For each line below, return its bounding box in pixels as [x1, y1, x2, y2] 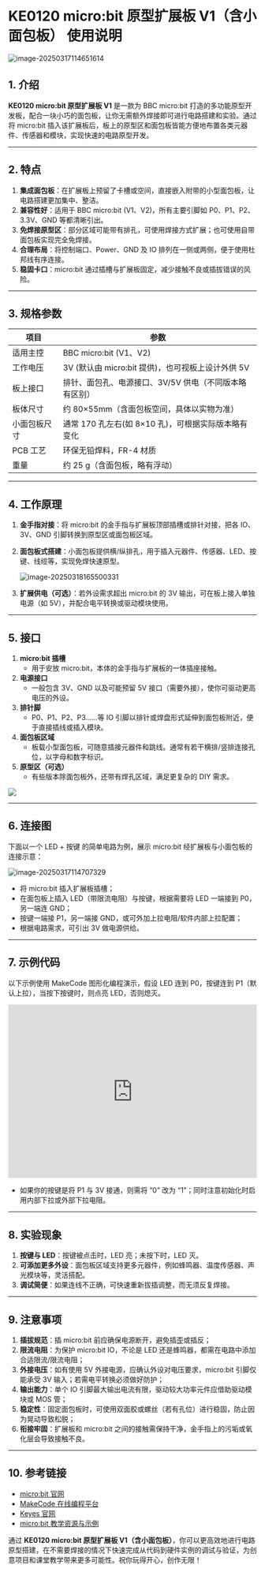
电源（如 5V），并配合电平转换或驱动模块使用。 [19, 599, 173, 608]
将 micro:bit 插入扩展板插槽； [19, 883, 115, 893]
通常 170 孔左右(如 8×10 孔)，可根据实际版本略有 [62, 419, 248, 430]
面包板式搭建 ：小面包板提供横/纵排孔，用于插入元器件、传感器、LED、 [19, 547, 250, 556]
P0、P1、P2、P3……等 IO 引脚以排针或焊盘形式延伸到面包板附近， [31, 713, 247, 722]
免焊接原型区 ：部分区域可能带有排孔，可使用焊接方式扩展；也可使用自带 [19, 225, 255, 234]
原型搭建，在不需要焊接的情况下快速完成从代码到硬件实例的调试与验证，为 [8, 1545, 250, 1555]
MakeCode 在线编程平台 [19, 1499, 99, 1508]
